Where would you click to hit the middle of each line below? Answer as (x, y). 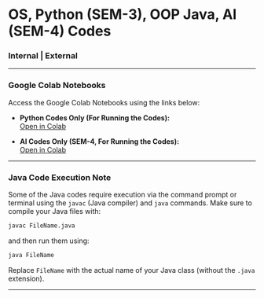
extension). (26, 278)
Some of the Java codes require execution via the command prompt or (123, 195)
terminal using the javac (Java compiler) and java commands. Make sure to (130, 203)
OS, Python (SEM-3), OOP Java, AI (123, 15)
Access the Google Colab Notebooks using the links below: (104, 102)
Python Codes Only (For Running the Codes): (95, 118)
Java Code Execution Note (60, 177)
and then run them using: (49, 241)
